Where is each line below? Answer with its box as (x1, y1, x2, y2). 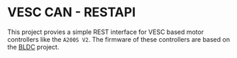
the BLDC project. (7, 42, 60, 51)
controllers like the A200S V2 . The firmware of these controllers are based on (7, 35, 231, 43)
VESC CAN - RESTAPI (7, 4, 136, 21)
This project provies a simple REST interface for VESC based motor (7, 28, 204, 36)
